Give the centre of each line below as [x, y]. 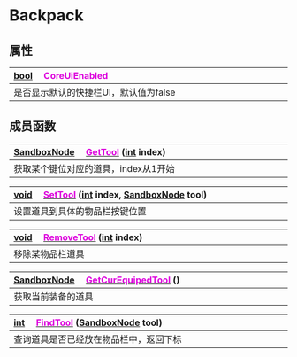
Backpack [46, 16]
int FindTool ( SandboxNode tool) [88, 322]
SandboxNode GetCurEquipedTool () [97, 280]
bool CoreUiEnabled [61, 76]
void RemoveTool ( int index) [78, 237]
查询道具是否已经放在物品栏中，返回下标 [98, 339]
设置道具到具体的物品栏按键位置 [80, 211]
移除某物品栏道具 [49, 253]
